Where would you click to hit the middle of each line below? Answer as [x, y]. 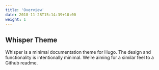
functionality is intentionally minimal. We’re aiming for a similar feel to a [80, 58]
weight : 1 [16, 19]
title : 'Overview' [25, 10]
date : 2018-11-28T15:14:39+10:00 [41, 15]
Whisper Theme [31, 40]
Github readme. [22, 63]
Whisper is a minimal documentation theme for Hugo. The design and [78, 52]
